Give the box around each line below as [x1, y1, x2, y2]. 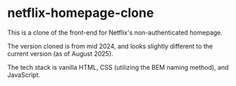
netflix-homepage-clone [7, 5, 154, 21]
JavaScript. [7, 70, 41, 79]
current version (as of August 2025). [7, 49, 114, 58]
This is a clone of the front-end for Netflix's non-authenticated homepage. [7, 28, 223, 37]
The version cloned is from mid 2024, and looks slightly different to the [7, 42, 213, 50]
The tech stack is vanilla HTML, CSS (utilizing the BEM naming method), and [7, 63, 229, 71]
